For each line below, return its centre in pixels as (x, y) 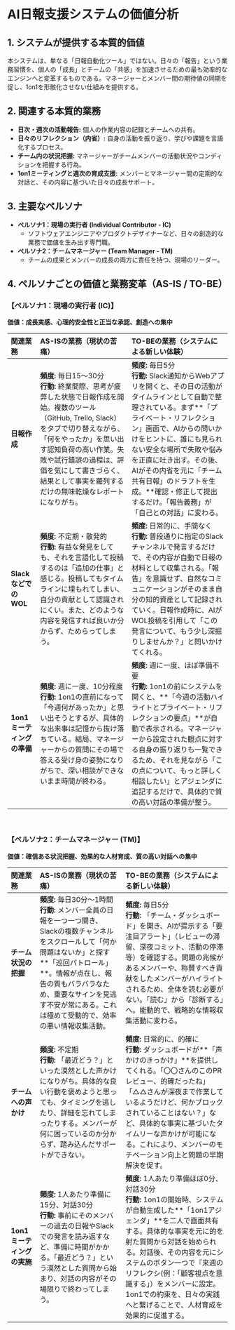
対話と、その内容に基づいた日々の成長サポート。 (88, 182)
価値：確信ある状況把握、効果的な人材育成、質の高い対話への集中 (102, 856)
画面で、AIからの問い (180, 429)
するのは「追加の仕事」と (82, 568)
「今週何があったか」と (79, 707)
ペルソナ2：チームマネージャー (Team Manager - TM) (95, 251)
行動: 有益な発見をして (77, 547)
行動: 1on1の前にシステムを (177, 686)
